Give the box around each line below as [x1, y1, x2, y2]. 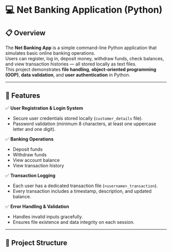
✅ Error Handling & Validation [5, 203, 69, 210]
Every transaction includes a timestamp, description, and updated [12, 188, 152, 194]
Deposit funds [12, 146, 43, 152]
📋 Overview [5, 29, 46, 37]
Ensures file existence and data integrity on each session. [12, 219, 135, 225]
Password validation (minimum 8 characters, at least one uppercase [12, 121, 157, 127]
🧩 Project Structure [5, 239, 68, 247]
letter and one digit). [12, 126, 56, 132]
